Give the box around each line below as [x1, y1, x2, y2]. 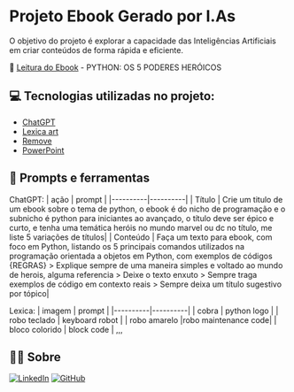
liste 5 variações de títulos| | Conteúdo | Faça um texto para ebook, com [9, 232, 273, 242]
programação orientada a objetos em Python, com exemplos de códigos [9, 250, 273, 261]
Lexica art [21, 126, 59, 136]
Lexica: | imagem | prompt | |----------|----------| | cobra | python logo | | [9, 305, 279, 316]
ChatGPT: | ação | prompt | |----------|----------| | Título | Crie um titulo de [9, 194, 283, 204]
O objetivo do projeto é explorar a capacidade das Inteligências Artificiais [9, 35, 276, 46]
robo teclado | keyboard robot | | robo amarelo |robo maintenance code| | [9, 314, 277, 325]
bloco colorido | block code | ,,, [9, 324, 123, 334]
